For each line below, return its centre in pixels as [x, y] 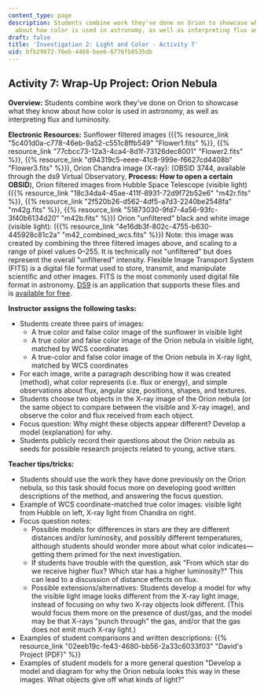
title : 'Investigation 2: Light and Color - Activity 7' [103, 45]
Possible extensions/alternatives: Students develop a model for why [141, 588]
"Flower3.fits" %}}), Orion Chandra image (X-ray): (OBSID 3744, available [127, 168]
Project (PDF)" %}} [50, 654]
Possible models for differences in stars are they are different [130, 529]
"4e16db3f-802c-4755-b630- [164, 226]
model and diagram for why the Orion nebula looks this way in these [130, 671]
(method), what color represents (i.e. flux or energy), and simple [123, 382]
